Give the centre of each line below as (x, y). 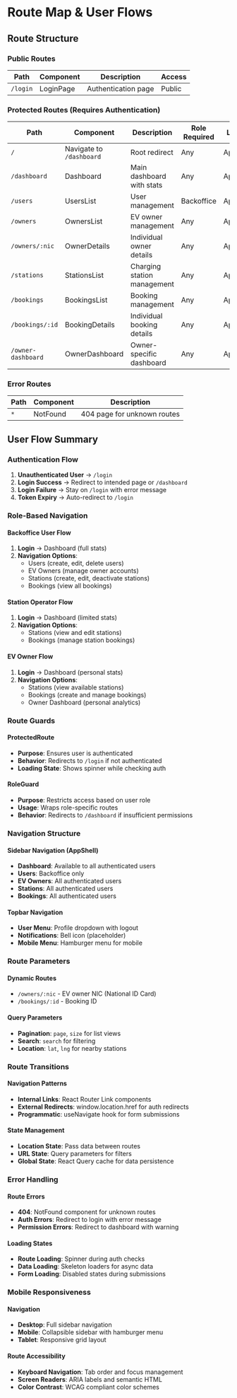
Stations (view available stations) (76, 687)
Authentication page (121, 88)
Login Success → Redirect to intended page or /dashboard (103, 482)
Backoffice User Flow (39, 532)
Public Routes (31, 59)
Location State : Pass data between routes (79, 1146)
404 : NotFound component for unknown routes (87, 1212)
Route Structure (43, 39)
